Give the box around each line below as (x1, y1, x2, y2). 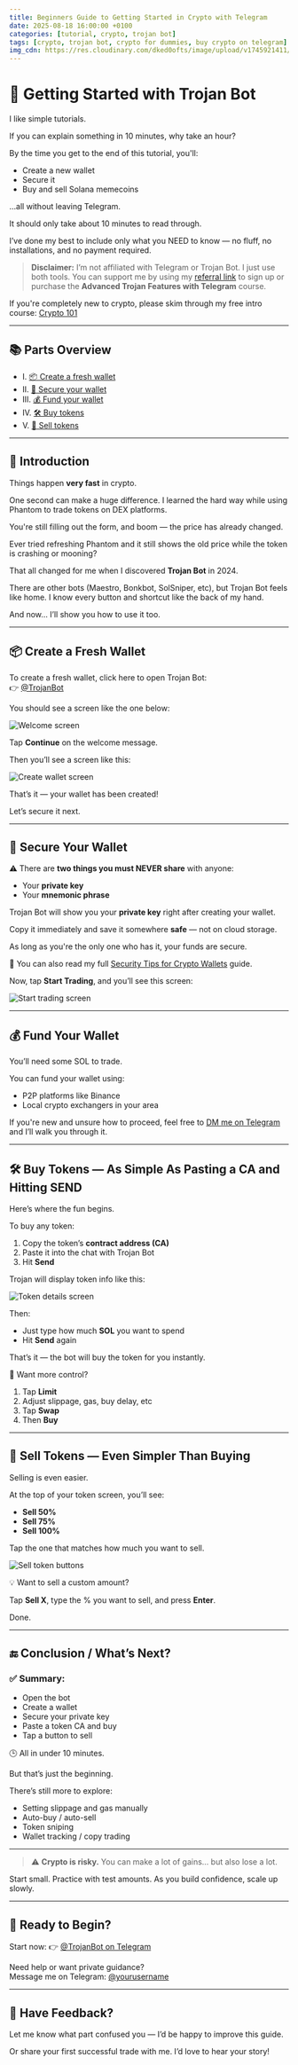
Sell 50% (21, 1506, 57, 1517)
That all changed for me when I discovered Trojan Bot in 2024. (9, 565, 239, 576)
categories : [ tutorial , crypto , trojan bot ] (9, 29, 176, 38)
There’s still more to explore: (9, 1786, 113, 1796)
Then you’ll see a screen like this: (9, 754, 131, 765)
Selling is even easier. (9, 1472, 89, 1482)
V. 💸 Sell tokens (21, 420, 80, 430)
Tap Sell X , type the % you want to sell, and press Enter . (9, 1594, 216, 1606)
